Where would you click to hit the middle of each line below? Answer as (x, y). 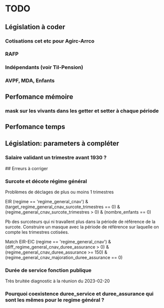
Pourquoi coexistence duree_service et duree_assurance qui (80, 294)
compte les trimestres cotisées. (37, 232)
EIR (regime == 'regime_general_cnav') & (47, 201)
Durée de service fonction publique (48, 270)
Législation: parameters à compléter (62, 144)
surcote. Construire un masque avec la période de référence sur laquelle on (82, 227)
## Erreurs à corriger (27, 168)
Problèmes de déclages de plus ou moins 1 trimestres (60, 192)
